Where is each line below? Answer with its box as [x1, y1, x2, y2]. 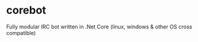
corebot [6, 4, 47, 17]
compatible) [6, 29, 36, 36]
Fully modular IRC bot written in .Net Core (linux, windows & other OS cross [6, 23, 193, 30]
